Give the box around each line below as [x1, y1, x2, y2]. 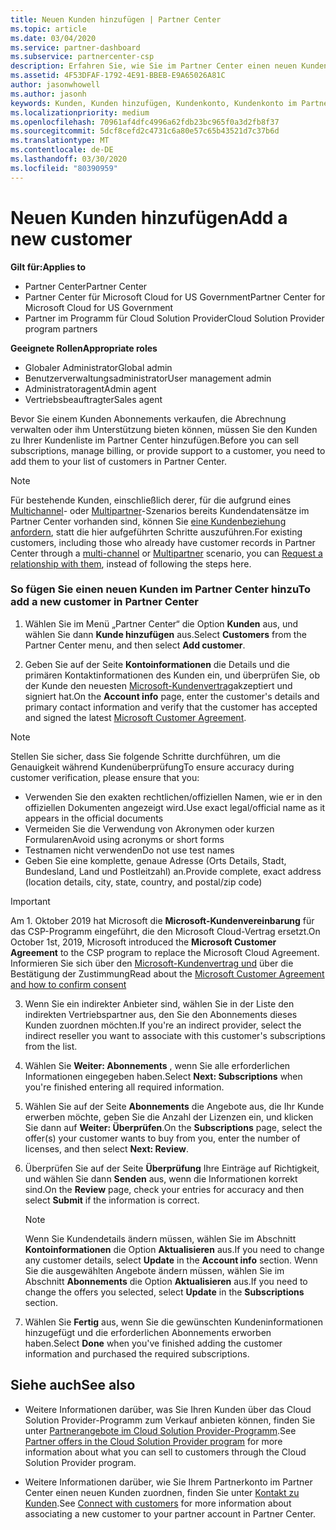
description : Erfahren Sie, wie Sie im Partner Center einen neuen [10, 61, 298, 71]
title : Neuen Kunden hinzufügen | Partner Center [10, 14, 222, 25]
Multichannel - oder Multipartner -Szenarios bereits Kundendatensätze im [10, 504, 310, 516]
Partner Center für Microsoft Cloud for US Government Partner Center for [24, 291, 326, 303]
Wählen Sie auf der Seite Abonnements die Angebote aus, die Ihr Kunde [24, 1100, 325, 1112]
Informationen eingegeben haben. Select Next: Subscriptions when [24, 1070, 303, 1082]
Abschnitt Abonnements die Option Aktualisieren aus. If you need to [24, 1275, 308, 1287]
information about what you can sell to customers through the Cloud [24, 1446, 307, 1458]
